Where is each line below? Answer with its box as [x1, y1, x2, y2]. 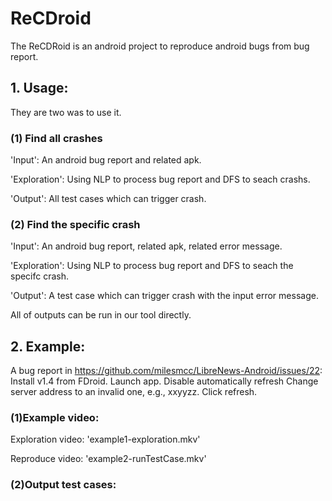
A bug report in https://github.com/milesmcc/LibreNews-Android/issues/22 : [10, 365, 323, 377]
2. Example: [10, 338, 86, 355]
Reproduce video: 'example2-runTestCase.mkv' [10, 453, 207, 465]
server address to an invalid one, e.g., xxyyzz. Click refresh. [10, 386, 258, 398]
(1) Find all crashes [10, 131, 103, 145]
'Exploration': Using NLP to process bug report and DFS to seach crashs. [10, 173, 311, 186]
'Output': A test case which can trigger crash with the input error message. [10, 290, 319, 302]
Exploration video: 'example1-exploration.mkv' [10, 433, 201, 446]
